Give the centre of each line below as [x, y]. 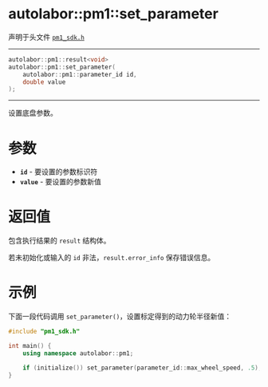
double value [44, 82]
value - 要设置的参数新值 [60, 182]
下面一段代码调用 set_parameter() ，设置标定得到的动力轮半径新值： [120, 317]
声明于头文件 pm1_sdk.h [47, 37]
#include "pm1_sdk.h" [44, 332]
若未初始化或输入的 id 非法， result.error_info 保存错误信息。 [112, 258]
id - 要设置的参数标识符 [59, 172]
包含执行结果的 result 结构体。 [59, 241]
